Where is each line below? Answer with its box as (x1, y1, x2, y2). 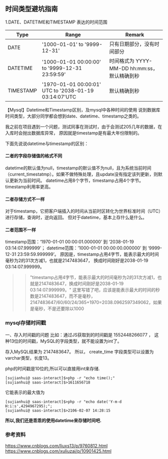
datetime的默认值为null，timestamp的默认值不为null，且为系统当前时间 (5, 165, 151, 171)
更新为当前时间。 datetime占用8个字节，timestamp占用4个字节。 (9, 177, 144, 183)
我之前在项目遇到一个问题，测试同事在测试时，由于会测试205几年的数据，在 (5, 123, 162, 129)
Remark (125, 31, 144, 38)
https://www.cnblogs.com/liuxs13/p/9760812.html (5, 443, 108, 449)
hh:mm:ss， (129, 64, 158, 71)
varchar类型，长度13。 (5, 354, 52, 361)
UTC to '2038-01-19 (41, 87, 94, 94)
